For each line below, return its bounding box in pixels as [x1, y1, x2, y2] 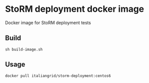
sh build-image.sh [5, 47, 43, 52]
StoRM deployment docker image [5, 3, 144, 15]
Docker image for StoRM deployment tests [5, 20, 91, 26]
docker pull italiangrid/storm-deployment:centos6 [5, 73, 111, 78]
